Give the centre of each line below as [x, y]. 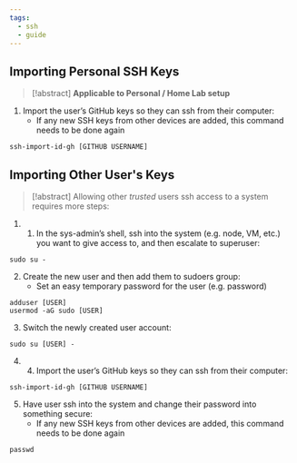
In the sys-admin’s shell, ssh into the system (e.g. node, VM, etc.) [158, 233]
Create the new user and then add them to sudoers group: [131, 276]
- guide [32, 34]
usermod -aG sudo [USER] [56, 310]
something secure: [58, 414]
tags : [20, 18]
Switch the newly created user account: [97, 327]
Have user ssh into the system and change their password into [139, 404]
